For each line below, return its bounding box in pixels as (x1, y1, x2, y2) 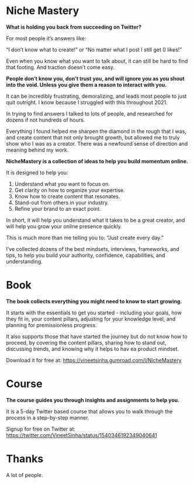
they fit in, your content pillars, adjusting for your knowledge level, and (6, 315, 176, 322)
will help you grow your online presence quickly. (6, 222, 122, 229)
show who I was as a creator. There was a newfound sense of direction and (6, 140, 188, 147)
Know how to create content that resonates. (14, 193, 120, 200)
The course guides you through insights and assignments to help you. (6, 396, 180, 403)
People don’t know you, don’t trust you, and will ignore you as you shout (6, 75, 185, 82)
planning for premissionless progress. (6, 321, 98, 328)
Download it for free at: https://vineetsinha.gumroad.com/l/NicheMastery (6, 356, 182, 363)
